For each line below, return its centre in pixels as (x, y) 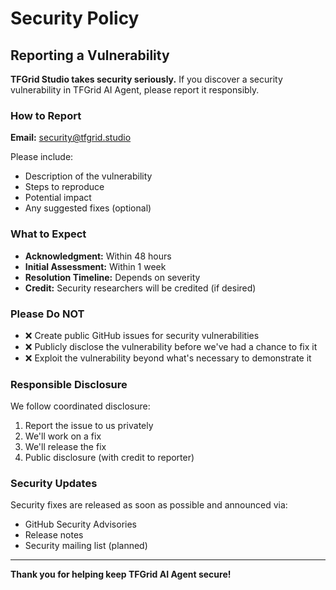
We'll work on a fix (63, 436)
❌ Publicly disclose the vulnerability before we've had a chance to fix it (171, 346)
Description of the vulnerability (88, 176)
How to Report (46, 115)
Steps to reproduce (64, 187)
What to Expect (48, 234)
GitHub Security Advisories (80, 524)
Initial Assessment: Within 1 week (95, 266)
